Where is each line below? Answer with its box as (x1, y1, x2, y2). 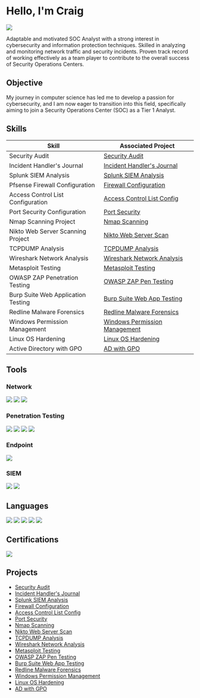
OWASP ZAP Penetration (9, 273, 79, 281)
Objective (6, 78, 43, 88)
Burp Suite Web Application (9, 290, 86, 299)
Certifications (6, 535, 59, 545)
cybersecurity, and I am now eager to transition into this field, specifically (6, 100, 186, 107)
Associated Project (120, 142, 175, 150)
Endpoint (6, 441, 33, 449)
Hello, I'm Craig (6, 4, 84, 18)
